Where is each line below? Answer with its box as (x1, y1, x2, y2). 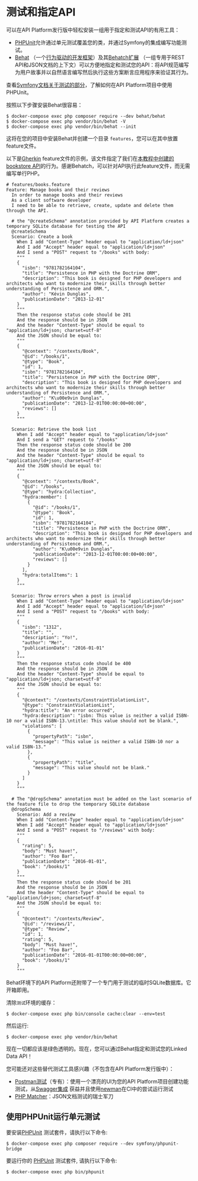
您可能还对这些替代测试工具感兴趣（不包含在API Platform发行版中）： (6, 1065, 174, 1072)
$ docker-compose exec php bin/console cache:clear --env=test (6, 1011, 166, 1017)
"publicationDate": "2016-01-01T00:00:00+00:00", (21, 952, 147, 958)
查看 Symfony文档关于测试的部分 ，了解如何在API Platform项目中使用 (6, 81, 173, 88)
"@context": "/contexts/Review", (21, 916, 105, 922)
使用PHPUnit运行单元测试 (6, 1112, 100, 1122)
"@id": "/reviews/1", (21, 920, 76, 927)
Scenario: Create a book (11, 233, 73, 240)
